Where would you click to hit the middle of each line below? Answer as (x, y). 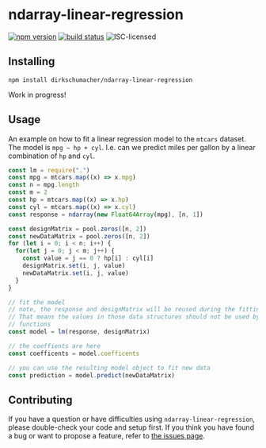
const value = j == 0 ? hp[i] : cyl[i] (88, 259)
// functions (30, 324)
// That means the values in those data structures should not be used (129, 317)
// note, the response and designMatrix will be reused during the (122, 310)
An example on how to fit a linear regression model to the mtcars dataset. (127, 139)
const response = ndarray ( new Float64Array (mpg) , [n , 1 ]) (106, 214)
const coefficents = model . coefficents (74, 353)
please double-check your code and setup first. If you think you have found (131, 427)
